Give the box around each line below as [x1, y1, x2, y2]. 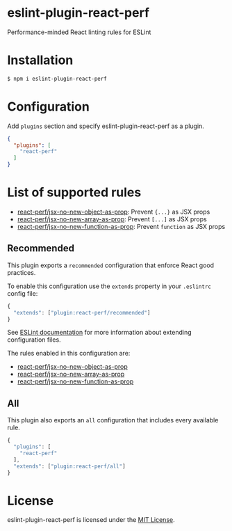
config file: [7, 289, 38, 297]
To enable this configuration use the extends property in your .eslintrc [7, 282, 212, 290]
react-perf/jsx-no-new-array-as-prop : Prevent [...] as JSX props [17, 215, 207, 223]
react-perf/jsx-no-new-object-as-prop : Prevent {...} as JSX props [17, 207, 210, 216]
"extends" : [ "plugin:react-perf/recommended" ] [13, 309, 151, 316]
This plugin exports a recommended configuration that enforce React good [7, 261, 214, 269]
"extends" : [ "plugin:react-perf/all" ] [13, 463, 126, 470]
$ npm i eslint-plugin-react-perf [7, 75, 108, 82]
